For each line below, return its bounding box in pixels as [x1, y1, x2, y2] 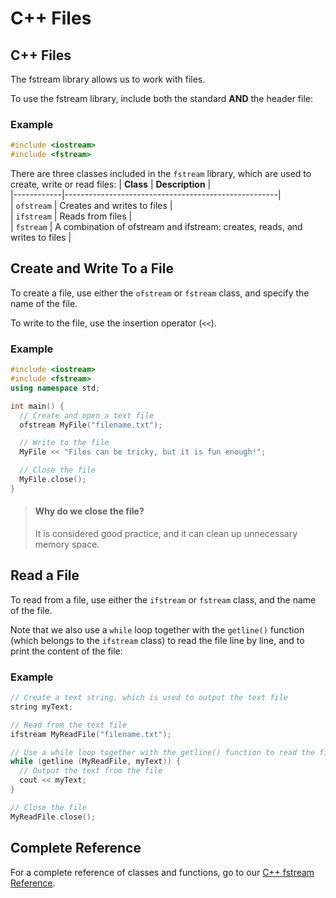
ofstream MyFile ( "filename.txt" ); [19, 420, 163, 430]
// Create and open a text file [19, 410, 155, 421]
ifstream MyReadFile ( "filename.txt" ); [10, 729, 172, 739]
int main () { [10, 401, 65, 411]
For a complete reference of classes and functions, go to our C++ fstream [10, 866, 315, 878]
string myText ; [10, 702, 74, 712]
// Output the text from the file [19, 766, 163, 776]
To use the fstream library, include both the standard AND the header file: [10, 93, 313, 104]
